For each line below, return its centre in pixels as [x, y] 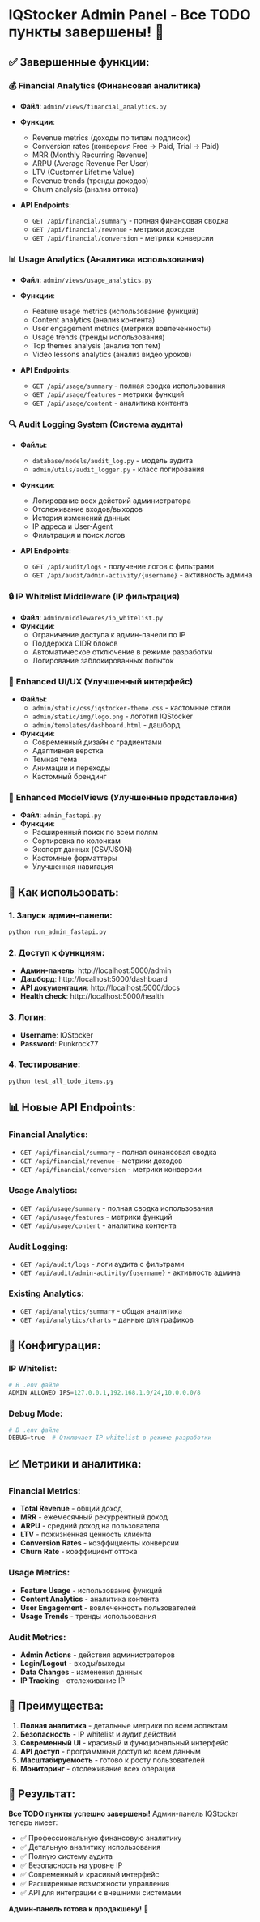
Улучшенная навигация [72, 867]
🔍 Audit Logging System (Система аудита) [96, 424]
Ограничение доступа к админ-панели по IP [109, 634]
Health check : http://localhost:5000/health [92, 996]
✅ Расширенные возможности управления [95, 1883]
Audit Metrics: [37, 1637]
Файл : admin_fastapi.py [61, 815]
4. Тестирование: [45, 1064]
